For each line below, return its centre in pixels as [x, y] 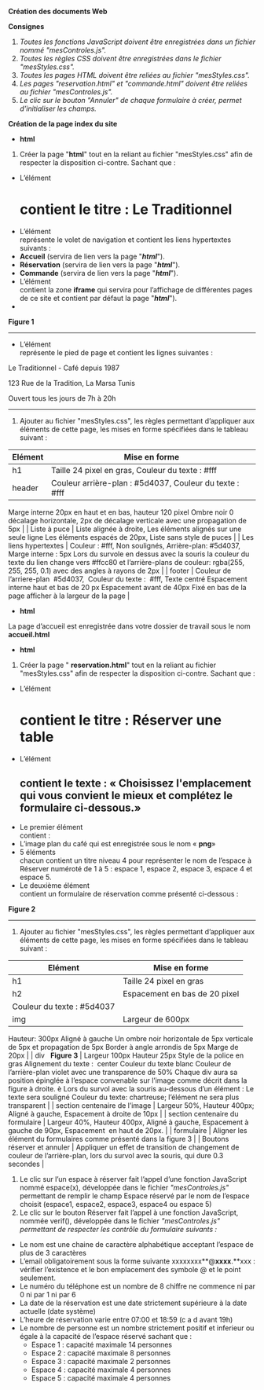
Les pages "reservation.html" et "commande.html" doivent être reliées [133, 83]
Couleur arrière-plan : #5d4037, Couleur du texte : [145, 482]
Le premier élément [51, 827]
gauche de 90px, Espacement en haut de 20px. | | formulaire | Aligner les [128, 1130]
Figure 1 [21, 321]
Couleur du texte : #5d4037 [64, 1007]
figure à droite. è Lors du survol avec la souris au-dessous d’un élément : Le [131, 1088]
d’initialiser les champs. [58, 108]
